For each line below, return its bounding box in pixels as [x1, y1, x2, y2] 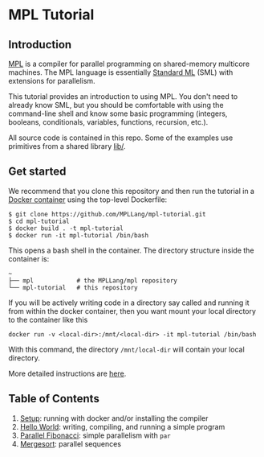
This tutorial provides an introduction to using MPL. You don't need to [8, 92, 238, 101]
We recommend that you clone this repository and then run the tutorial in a [8, 186, 255, 196]
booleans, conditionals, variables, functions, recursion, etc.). [8, 117, 209, 126]
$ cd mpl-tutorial [8, 217, 70, 225]
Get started [8, 165, 67, 179]
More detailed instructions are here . [8, 368, 127, 378]
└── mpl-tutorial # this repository [8, 283, 138, 291]
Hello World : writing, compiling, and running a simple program [19, 422, 225, 431]
